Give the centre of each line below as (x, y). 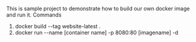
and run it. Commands (34, 15)
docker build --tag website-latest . (58, 26)
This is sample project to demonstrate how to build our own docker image (98, 9)
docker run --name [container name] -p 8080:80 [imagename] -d (96, 33)
